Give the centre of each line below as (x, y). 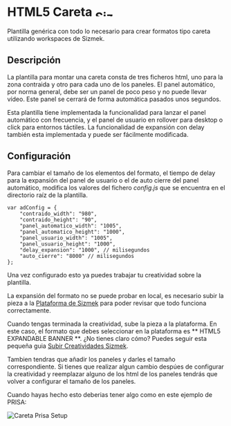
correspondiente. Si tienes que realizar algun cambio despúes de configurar (116, 367)
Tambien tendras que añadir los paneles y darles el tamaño (91, 359)
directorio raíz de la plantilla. (47, 195)
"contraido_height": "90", (58, 220)
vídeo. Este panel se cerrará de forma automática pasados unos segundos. (114, 99)
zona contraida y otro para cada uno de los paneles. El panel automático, (111, 84)
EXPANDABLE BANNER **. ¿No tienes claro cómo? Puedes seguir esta (107, 338)
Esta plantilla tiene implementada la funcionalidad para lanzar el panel (107, 112)
